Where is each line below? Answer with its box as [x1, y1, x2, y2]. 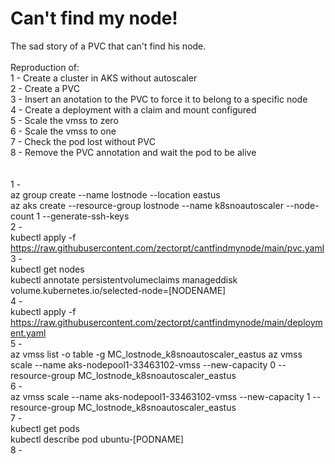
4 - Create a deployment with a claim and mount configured [10, 103, 257, 116]
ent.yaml [10, 327, 47, 339]
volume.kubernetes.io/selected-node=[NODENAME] [10, 284, 227, 296]
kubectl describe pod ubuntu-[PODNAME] [10, 433, 185, 445]
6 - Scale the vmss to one [10, 125, 117, 137]
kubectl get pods [10, 422, 80, 434]
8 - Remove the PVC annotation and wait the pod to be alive [10, 146, 257, 158]
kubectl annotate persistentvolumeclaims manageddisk [10, 273, 238, 286]
